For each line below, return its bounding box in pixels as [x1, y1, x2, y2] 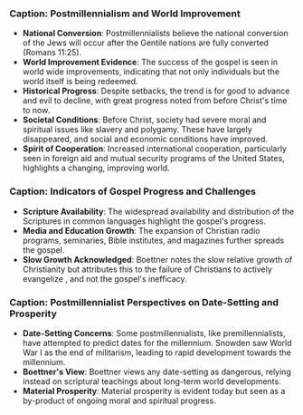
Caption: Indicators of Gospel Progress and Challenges [9, 185, 256, 198]
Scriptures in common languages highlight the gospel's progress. [22, 216, 267, 227]
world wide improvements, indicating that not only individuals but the [22, 66, 280, 77]
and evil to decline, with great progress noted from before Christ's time [22, 95, 288, 106]
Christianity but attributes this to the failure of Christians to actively [22, 264, 273, 275]
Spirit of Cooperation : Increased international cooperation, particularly [22, 143, 288, 154]
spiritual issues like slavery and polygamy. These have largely [22, 124, 253, 135]
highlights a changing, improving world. [22, 162, 170, 174]
